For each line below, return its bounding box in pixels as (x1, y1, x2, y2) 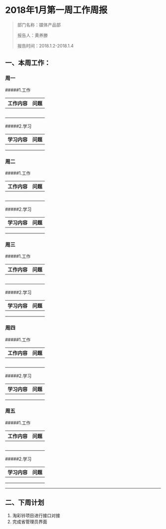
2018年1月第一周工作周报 (5, 4, 108, 16)
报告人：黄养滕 (17, 32, 48, 38)
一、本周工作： (5, 59, 51, 67)
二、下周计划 (5, 498, 44, 507)
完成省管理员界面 (12, 519, 47, 525)
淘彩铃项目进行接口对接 (12, 512, 60, 518)
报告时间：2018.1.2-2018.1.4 (17, 43, 74, 48)
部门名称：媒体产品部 (17, 22, 61, 28)
